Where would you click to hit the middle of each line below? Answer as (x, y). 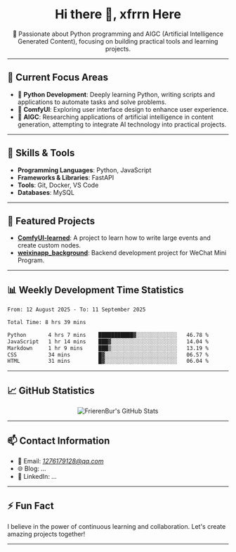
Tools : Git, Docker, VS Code (58, 185)
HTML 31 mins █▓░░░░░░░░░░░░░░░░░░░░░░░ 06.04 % (108, 361)
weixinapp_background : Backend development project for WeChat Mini (122, 253)
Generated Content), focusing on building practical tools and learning (118, 41)
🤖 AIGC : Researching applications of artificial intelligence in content (116, 117)
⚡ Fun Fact (31, 506)
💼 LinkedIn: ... (37, 476)
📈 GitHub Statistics (51, 391)
